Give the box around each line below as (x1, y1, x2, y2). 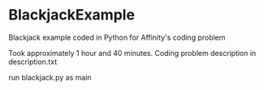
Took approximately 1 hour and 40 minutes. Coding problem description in (8, 48, 257, 58)
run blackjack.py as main (8, 72, 92, 82)
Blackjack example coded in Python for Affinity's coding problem (8, 32, 226, 42)
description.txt (8, 57, 58, 66)
